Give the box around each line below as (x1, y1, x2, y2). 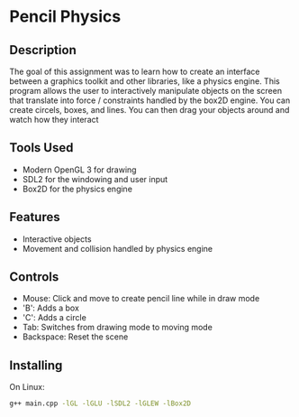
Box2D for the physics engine (22, 183, 133, 194)
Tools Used (9, 140, 74, 155)
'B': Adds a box (22, 302, 79, 313)
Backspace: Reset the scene (22, 331, 129, 342)
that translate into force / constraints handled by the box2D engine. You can (9, 95, 291, 106)
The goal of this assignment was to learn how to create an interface (9, 66, 260, 77)
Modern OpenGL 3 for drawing (22, 164, 137, 175)
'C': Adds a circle (22, 312, 87, 323)
